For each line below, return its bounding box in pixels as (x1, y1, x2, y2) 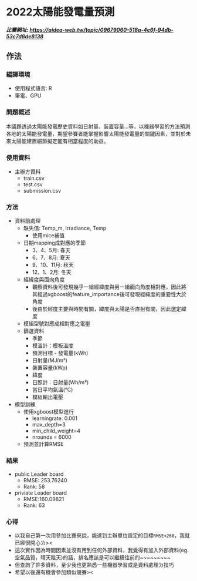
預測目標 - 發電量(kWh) (32, 350, 89, 357)
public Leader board (14, 471, 64, 478)
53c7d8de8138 (6, 33, 44, 40)
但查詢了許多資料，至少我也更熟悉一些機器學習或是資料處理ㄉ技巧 (14, 561, 174, 568)
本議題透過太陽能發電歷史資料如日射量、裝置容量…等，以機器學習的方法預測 (6, 123, 191, 130)
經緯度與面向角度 (23, 276, 65, 283)
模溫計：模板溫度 (32, 342, 74, 350)
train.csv (23, 174, 45, 182)
